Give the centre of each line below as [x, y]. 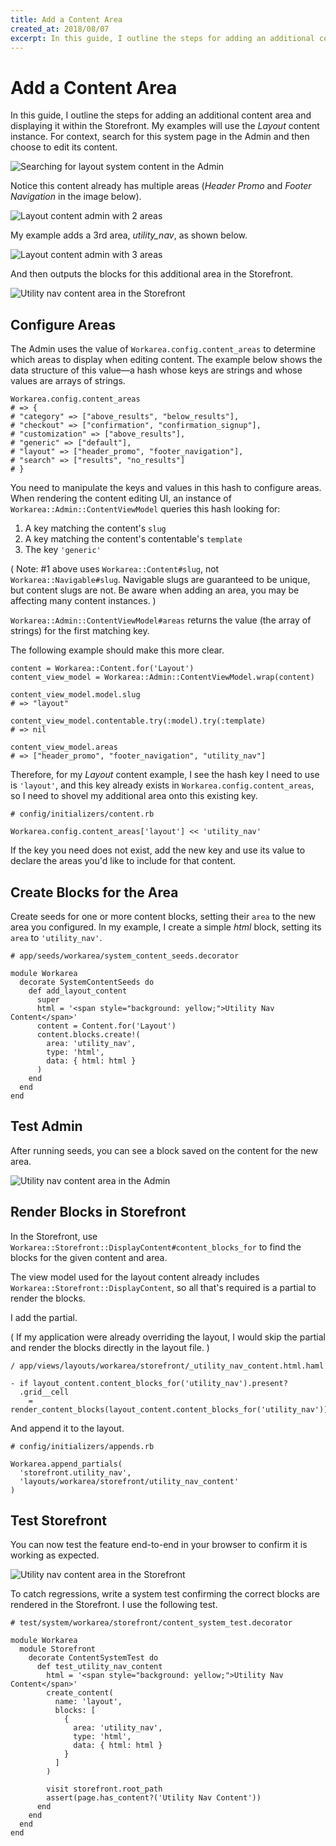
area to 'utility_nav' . [56, 937]
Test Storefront [59, 1520]
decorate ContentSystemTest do [93, 1658]
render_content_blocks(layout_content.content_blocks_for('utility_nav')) [169, 1409]
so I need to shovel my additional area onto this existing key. [134, 796]
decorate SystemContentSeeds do [87, 982]
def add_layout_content [78, 991]
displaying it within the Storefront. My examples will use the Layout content [165, 126]
